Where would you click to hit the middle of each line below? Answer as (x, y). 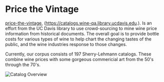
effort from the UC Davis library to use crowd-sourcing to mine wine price (81, 28)
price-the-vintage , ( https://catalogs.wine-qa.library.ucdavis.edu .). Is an (79, 23)
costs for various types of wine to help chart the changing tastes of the (78, 39)
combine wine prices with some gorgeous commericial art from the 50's (79, 59)
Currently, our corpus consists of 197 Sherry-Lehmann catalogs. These (78, 54)
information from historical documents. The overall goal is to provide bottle (82, 33)
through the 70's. (23, 64)
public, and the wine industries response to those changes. (66, 44)
